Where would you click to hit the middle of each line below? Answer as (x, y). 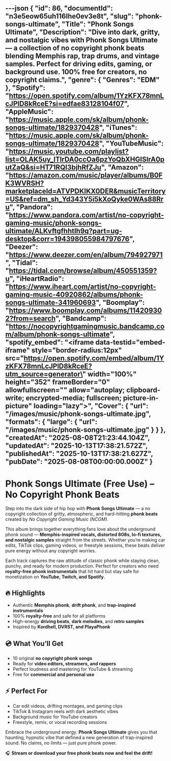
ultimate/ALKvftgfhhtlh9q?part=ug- (64, 231)
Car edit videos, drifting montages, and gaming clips (68, 706)
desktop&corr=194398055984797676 (67, 239)
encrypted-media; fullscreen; (74, 398)
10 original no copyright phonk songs (52, 658)
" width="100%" (109, 374)
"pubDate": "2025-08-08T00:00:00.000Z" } (79, 462)
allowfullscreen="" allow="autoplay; (65, 390)
